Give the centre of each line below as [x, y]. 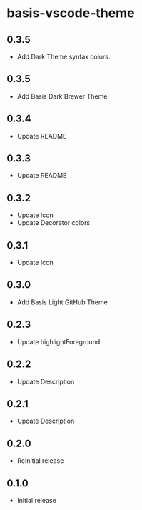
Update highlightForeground [59, 341]
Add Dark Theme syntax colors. [64, 56]
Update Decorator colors [54, 223]
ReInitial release [40, 461]
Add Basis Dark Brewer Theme [62, 96]
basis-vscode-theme [71, 13]
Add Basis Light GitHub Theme [62, 302]
